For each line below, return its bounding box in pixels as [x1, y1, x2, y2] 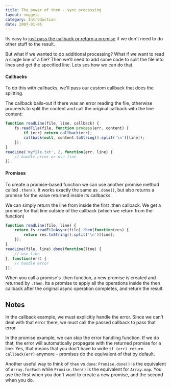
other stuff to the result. [5, 41, 55, 47]
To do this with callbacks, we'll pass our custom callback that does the [5, 85, 154, 91]
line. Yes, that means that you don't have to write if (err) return [5, 346, 144, 352]
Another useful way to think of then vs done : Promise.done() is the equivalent [5, 361, 166, 367]
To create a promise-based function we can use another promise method [5, 181, 159, 187]
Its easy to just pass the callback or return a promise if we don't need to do [5, 36, 163, 42]
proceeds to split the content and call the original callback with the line [5, 106, 154, 112]
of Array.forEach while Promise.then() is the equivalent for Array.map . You [5, 366, 162, 373]
